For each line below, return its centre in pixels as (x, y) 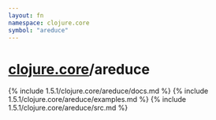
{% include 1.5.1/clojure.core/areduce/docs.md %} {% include (108, 91)
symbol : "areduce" (38, 30)
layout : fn (26, 15)
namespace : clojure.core (49, 23)
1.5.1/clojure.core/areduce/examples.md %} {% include (97, 99)
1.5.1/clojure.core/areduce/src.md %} (68, 108)
